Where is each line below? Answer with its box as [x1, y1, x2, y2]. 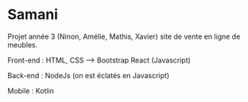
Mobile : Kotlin [7, 85, 55, 96]
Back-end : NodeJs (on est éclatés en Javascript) [7, 70, 170, 80]
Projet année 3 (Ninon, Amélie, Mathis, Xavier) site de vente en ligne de [7, 32, 241, 41]
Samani [7, 6, 59, 24]
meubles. [7, 40, 38, 49]
